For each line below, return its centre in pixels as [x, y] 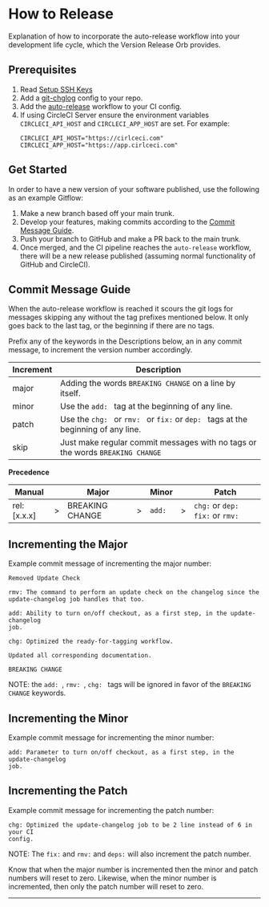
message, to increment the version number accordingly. [100, 350]
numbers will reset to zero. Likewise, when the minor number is [112, 878]
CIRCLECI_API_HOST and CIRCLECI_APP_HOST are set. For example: [124, 123]
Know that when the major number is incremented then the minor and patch [133, 869]
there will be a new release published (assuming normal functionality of [138, 256]
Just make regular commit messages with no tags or [158, 442]
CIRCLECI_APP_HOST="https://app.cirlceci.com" [99, 145]
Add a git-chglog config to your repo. [81, 98]
